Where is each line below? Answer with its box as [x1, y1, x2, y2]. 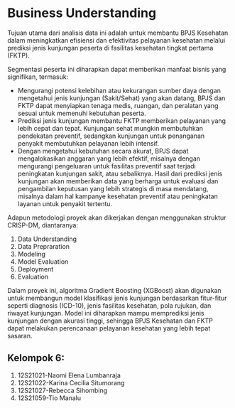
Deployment [17, 264, 54, 273]
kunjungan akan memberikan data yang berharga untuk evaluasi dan [17, 176, 219, 186]
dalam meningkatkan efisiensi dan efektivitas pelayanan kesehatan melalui [7, 36, 226, 44]
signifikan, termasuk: [7, 73, 69, 81]
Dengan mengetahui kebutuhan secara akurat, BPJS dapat [17, 146, 189, 155]
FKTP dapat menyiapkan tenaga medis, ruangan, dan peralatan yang [17, 101, 219, 109]
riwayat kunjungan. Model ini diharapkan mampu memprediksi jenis [7, 308, 204, 317]
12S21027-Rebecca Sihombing [17, 386, 108, 394]
